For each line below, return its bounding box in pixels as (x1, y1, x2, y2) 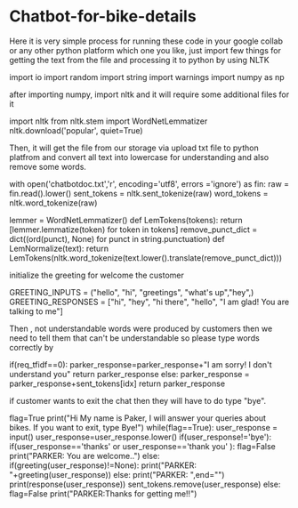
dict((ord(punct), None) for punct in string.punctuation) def (9, 233, 225, 244)
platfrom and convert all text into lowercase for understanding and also (9, 151, 270, 162)
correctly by (9, 342, 54, 352)
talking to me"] (9, 305, 64, 317)
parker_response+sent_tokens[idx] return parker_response (9, 378, 225, 389)
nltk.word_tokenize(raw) (9, 198, 98, 208)
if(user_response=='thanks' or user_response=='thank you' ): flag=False (9, 440, 276, 451)
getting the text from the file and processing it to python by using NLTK (9, 54, 270, 65)
